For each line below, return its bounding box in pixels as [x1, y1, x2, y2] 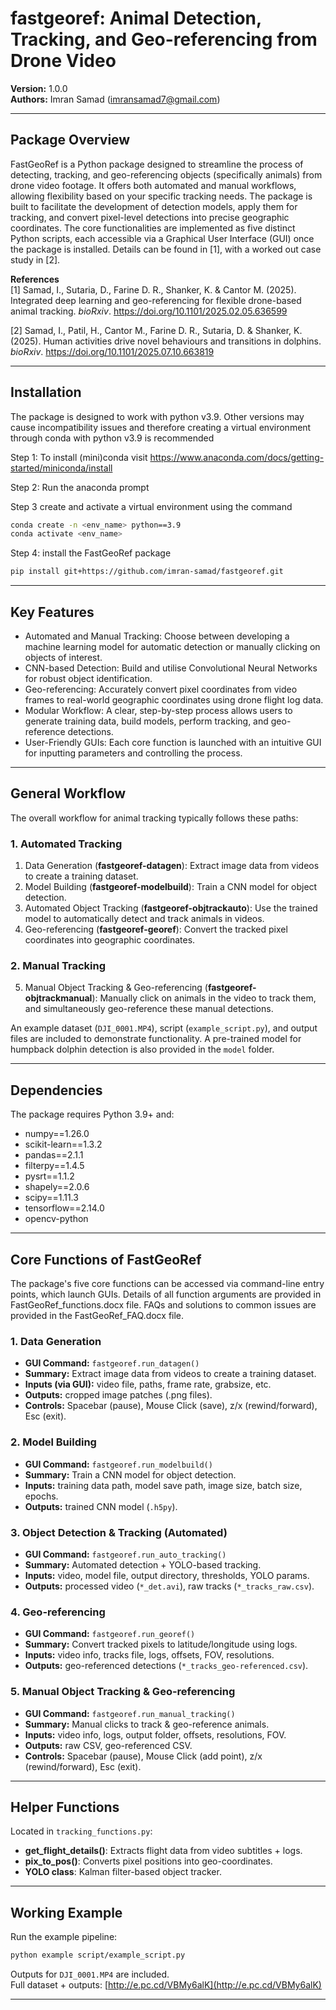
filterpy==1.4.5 [24, 1160, 85, 1172]
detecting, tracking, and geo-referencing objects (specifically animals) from [10, 168, 323, 181]
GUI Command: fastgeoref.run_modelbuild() [24, 1458, 213, 1470]
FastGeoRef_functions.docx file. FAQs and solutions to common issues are [10, 1299, 317, 1311]
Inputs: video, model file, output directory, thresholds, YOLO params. [24, 1569, 310, 1581]
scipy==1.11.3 [24, 1192, 79, 1204]
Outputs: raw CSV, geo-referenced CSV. [24, 1739, 193, 1751]
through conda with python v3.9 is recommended [10, 432, 215, 444]
